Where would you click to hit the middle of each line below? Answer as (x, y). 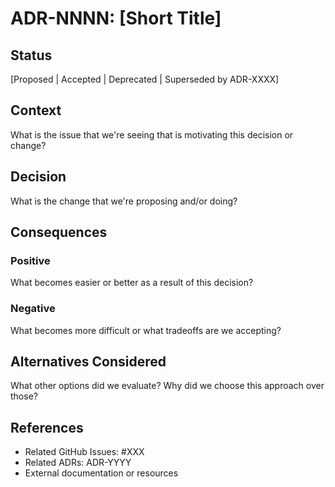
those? (24, 396)
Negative (33, 309)
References (47, 427)
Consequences (59, 232)
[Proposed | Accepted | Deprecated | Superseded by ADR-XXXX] (145, 79)
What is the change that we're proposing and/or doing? (124, 201)
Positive (30, 260)
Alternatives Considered (88, 361)
